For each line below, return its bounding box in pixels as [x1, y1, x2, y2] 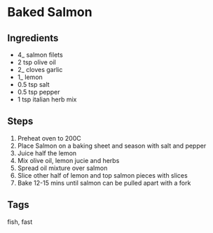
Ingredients [7, 32, 59, 44]
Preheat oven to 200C [17, 134, 82, 142]
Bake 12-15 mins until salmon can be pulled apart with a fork [17, 178, 191, 187]
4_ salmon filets [17, 50, 63, 59]
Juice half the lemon [17, 148, 77, 157]
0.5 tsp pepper [17, 88, 61, 96]
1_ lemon [17, 73, 43, 81]
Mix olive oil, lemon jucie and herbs [17, 156, 120, 164]
